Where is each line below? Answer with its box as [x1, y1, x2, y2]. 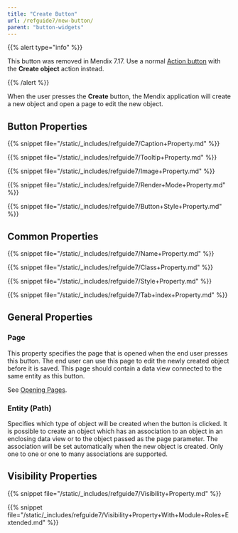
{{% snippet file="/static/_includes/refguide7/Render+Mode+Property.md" [7, 181, 226, 190]
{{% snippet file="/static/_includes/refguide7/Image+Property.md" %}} [7, 167, 215, 175]
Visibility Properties [7, 470, 97, 482]
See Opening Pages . [7, 385, 67, 394]
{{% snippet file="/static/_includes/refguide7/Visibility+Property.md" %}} [7, 489, 222, 497]
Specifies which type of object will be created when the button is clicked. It [7, 419, 227, 428]
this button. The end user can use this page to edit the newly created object [7, 356, 229, 365]
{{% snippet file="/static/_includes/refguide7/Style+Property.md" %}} [7, 277, 212, 285]
